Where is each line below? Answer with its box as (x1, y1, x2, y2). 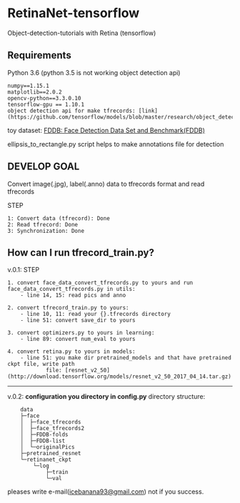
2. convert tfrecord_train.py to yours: (7, 304, 130, 312)
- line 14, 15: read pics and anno (20, 292, 126, 299)
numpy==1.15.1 (7, 82, 50, 89)
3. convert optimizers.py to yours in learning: (7, 329, 155, 337)
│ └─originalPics (20, 444, 75, 451)
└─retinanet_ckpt (20, 456, 72, 464)
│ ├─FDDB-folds (20, 431, 69, 439)
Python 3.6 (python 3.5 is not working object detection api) (7, 68, 181, 76)
